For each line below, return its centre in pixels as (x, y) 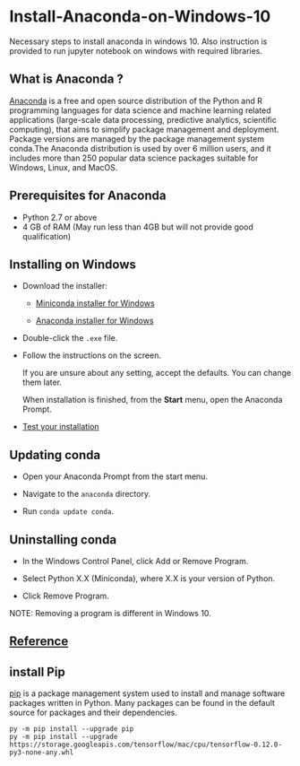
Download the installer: (64, 286)
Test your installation (61, 427)
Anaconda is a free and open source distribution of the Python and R (136, 100)
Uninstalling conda (63, 540)
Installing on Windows (73, 264)
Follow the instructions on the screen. (91, 355)
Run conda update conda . (68, 511)
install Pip (37, 671)
